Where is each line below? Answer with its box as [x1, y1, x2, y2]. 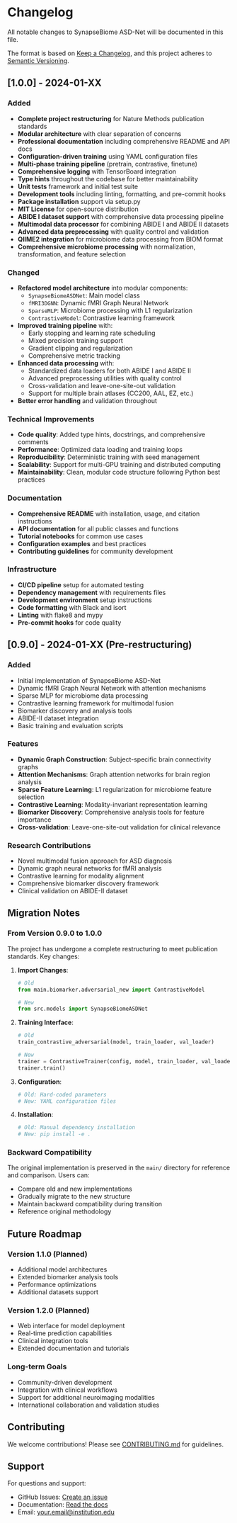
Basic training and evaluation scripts [17, 721, 124, 730]
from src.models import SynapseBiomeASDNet [17, 1005, 149, 1013]
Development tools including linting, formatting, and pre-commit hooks [17, 189, 226, 198]
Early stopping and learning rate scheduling [28, 329, 156, 337]
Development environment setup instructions [17, 596, 152, 604]
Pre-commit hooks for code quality [17, 618, 122, 627]
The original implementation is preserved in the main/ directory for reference [7, 1163, 231, 1172]
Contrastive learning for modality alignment [17, 872, 144, 881]
